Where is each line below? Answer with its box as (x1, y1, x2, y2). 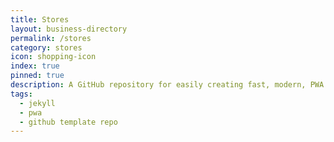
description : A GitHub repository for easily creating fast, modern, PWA (10, 80, 325, 90)
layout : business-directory (10, 24, 128, 34)
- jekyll (19, 98, 56, 108)
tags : (10, 89, 33, 99)
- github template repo (19, 117, 118, 127)
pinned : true (10, 71, 65, 81)
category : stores (10, 42, 83, 53)
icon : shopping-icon (10, 52, 97, 62)
